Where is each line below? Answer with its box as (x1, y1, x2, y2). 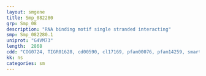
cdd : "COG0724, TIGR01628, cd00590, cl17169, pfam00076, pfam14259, (6, 49, 185, 55)
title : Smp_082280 (6, 15, 53, 21)
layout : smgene (6, 9, 45, 15)
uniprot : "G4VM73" (6, 37, 53, 44)
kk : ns (6, 55, 23, 61)
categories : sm (6, 60, 45, 66)
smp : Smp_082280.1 (6, 32, 53, 38)
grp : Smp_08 (6, 20, 37, 26)
